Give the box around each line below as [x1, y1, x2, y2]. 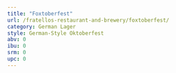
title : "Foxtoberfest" [7, 10, 73, 17]
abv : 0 [7, 36, 26, 43]
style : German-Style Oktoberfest [7, 29, 104, 37]
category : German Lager [7, 23, 77, 30]
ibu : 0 [7, 42, 26, 49]
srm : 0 [7, 49, 26, 56]
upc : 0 [7, 56, 26, 63]
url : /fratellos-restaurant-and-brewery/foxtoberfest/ [7, 17, 170, 24]
